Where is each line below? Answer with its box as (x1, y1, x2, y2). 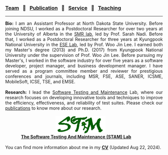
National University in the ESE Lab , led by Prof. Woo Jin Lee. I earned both (5, 42, 163, 48)
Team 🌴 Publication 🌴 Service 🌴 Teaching (5, 4, 121, 11)
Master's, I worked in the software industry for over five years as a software (5, 57, 163, 64)
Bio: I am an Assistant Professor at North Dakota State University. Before (5, 20, 163, 26)
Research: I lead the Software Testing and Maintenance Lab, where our (5, 89, 163, 95)
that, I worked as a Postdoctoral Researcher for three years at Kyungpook (5, 36, 163, 42)
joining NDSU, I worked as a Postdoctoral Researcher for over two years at (5, 26, 163, 32)
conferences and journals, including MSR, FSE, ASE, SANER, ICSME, (5, 73, 163, 79)
